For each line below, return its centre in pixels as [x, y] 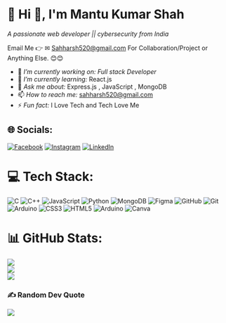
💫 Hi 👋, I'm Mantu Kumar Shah [96, 14]
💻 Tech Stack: [51, 176]
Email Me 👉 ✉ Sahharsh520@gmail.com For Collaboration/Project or [108, 48]
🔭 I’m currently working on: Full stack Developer [87, 71]
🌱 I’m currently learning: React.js [65, 79]
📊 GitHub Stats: [55, 238]
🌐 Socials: [30, 130]
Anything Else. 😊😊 [35, 58]
